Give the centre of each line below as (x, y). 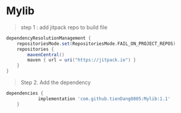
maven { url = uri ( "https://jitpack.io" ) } (82, 60)
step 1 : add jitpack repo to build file (64, 27)
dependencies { (25, 93)
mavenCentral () (46, 54)
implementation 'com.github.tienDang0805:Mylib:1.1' (104, 99)
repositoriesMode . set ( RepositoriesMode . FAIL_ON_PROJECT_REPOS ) (96, 43)
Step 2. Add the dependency (56, 83)
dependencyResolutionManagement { (49, 38)
